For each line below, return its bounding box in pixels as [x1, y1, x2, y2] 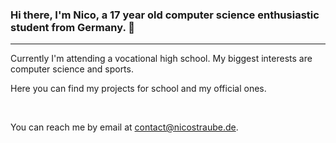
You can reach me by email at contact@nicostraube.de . [10, 121, 239, 133]
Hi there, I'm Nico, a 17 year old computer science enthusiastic [10, 8, 320, 22]
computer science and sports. [10, 63, 134, 75]
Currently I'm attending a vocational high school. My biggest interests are [10, 53, 313, 65]
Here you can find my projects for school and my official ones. [10, 83, 267, 95]
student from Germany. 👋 [10, 20, 135, 34]
